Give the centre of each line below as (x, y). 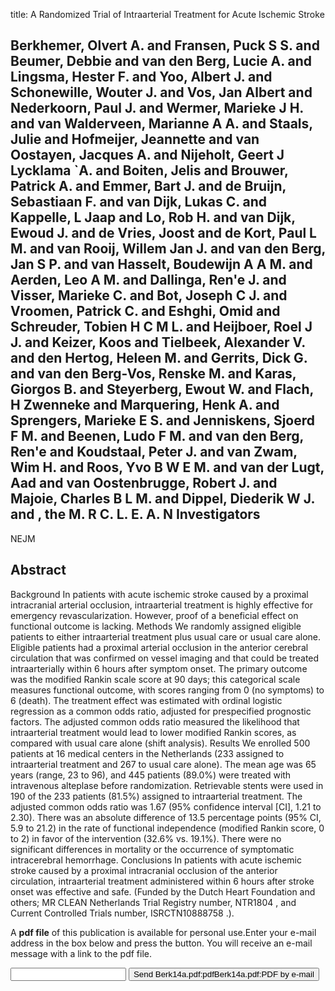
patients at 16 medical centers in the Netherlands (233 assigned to (147, 753)
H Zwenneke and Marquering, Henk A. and (145, 405)
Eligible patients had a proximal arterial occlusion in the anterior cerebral (159, 647)
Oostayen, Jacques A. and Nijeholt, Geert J (147, 155)
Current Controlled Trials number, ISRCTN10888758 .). (122, 913)
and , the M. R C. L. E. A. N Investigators (135, 514)
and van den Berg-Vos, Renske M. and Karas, (153, 374)
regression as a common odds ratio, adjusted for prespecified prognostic (161, 711)
